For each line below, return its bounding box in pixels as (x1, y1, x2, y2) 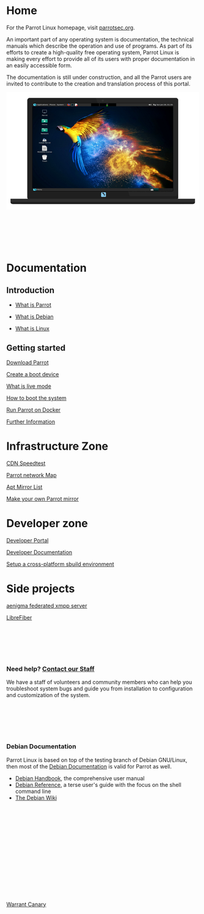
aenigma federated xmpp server (6, 602, 87, 609)
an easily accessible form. (6, 62, 72, 69)
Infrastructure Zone (6, 439, 109, 453)
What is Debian (15, 313, 54, 321)
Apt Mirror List (6, 483, 43, 491)
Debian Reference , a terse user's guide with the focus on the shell (15, 781, 181, 788)
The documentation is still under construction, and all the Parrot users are (6, 73, 192, 81)
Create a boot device (6, 371, 59, 378)
